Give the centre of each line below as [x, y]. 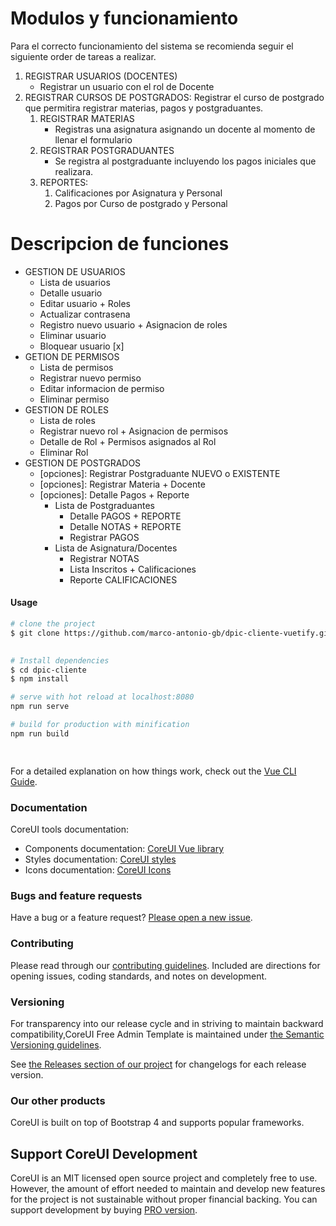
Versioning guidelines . [56, 1044]
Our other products [58, 1100]
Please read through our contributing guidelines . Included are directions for [165, 965]
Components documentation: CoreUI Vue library [124, 848]
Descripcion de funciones [120, 244]
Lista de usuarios [75, 282]
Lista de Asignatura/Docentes [116, 548]
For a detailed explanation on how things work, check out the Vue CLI [153, 771]
